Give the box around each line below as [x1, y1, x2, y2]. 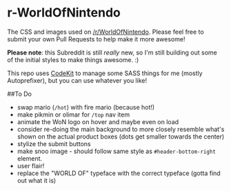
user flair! [17, 161, 45, 170]
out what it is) [17, 176, 57, 184]
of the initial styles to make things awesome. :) [7, 55, 139, 63]
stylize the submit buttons [17, 139, 91, 148]
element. [17, 154, 43, 163]
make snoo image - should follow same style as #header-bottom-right [17, 147, 216, 155]
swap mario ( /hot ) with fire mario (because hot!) [17, 103, 155, 111]
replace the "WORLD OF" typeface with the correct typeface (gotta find [17, 169, 221, 177]
